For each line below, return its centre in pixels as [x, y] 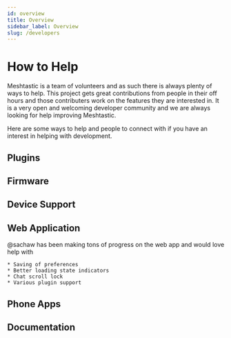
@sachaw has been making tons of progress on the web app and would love [116, 245]
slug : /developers [33, 33]
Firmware [28, 181]
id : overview [26, 13]
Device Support [41, 205]
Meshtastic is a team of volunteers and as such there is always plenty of [110, 86]
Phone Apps [34, 304]
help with [20, 252]
